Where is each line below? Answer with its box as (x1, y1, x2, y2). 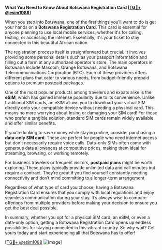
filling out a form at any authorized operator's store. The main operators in (5, 60, 153, 65)
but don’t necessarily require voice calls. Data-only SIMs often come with (5, 140, 151, 145)
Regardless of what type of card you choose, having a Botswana (5, 185, 134, 190)
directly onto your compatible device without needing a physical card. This (5, 105, 154, 110)
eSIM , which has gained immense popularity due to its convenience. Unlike (5, 94, 155, 100)
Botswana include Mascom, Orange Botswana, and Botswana (5, 64, 128, 70)
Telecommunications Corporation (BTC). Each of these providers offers (5, 70, 147, 75)
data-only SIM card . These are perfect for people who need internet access (5, 135, 157, 141)
